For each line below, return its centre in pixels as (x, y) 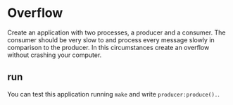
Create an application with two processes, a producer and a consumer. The (116, 32)
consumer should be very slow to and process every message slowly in (111, 39)
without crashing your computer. (55, 55)
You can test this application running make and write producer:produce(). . (114, 94)
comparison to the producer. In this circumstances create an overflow (108, 47)
